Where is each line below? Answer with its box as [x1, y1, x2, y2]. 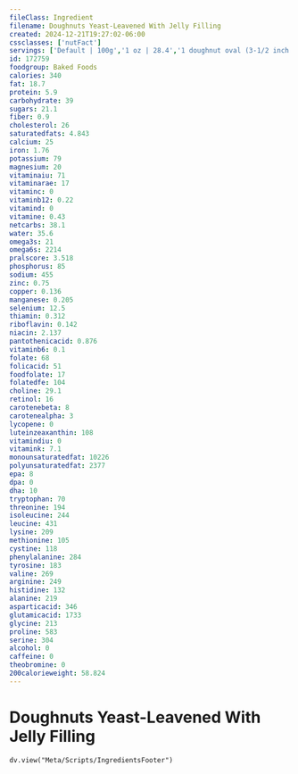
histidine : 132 [9, 586, 66, 595]
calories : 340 [9, 71, 62, 80]
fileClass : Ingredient [9, 12, 94, 22]
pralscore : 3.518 [9, 254, 74, 263]
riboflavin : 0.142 [9, 320, 78, 329]
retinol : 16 [9, 395, 54, 404]
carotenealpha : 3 [9, 412, 74, 420]
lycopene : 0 [9, 420, 54, 429]
